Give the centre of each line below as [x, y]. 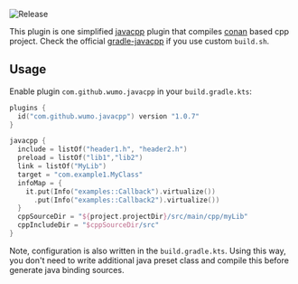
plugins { [28, 108]
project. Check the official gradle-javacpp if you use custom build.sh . [140, 41]
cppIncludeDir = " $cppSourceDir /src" [88, 225]
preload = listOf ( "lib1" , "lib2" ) [80, 158]
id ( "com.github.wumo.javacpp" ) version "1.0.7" [109, 116]
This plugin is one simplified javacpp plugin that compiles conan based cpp [149, 31]
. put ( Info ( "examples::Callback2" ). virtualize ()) [126, 200]
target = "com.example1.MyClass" [80, 175]
